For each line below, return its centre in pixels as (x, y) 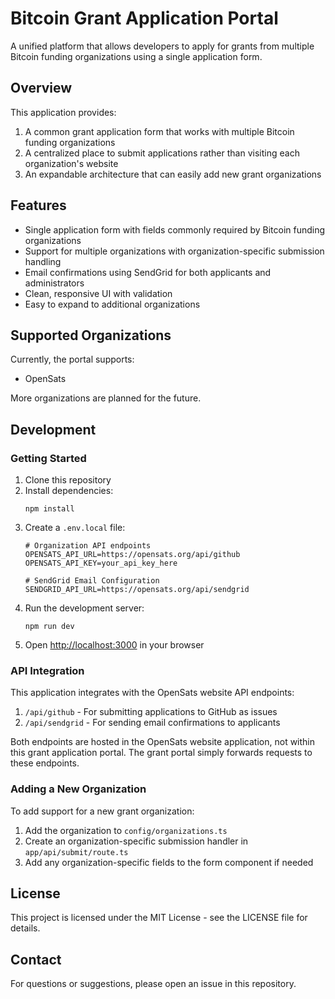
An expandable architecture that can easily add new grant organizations (173, 174)
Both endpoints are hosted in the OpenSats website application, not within (163, 742)
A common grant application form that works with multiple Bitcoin (159, 131)
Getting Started (48, 458)
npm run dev (49, 627)
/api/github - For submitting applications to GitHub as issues (151, 712)
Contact (36, 959)
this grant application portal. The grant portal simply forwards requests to (161, 753)
